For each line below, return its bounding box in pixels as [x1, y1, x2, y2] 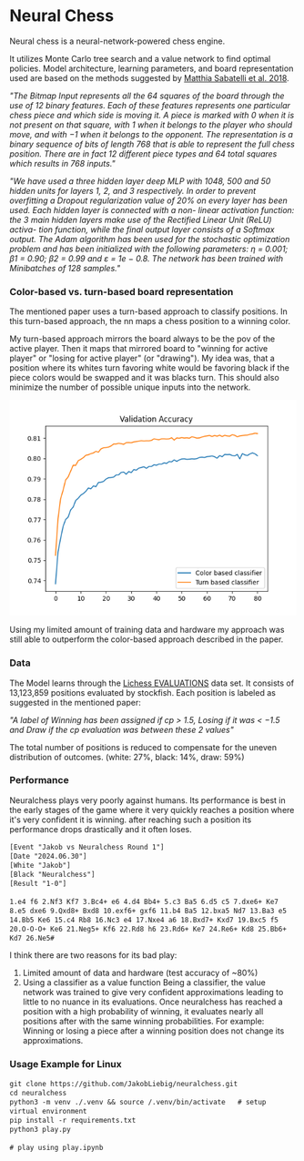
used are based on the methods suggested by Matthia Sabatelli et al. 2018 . [9, 72, 289, 83]
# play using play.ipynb [9, 1144, 104, 1153]
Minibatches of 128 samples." [9, 262, 121, 273]
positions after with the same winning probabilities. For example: [22, 1015, 265, 1026]
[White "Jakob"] [9, 861, 71, 870]
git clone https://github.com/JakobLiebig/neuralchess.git [9, 1080, 238, 1089]
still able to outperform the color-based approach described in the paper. [9, 634, 284, 645]
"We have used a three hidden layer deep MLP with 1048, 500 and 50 [9, 175, 271, 187]
